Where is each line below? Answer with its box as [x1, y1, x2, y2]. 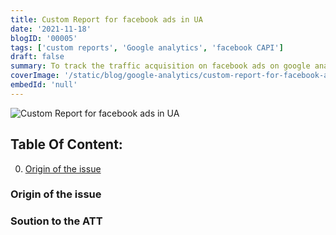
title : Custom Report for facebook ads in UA [10, 14, 203, 25]
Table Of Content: [10, 136, 123, 153]
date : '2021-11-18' [10, 24, 92, 34]
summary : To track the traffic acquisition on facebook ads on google [10, 61, 311, 71]
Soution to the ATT [10, 214, 103, 228]
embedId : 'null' [10, 80, 78, 90]
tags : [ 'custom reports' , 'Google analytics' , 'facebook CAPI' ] [10, 42, 284, 53]
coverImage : [10, 71, 60, 81]
